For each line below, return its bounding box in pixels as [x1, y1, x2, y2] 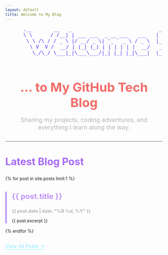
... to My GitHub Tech [19, 79, 148, 95]
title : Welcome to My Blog [5, 12, 61, 17]
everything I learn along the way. [37, 123, 130, 131]
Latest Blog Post [5, 155, 84, 168]
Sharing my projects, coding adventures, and [20, 115, 147, 124]
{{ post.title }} [11, 191, 62, 201]
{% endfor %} [5, 228, 34, 234]
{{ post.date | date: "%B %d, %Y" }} [11, 208, 91, 214]
